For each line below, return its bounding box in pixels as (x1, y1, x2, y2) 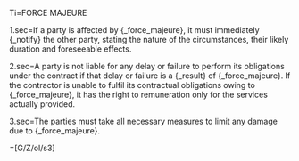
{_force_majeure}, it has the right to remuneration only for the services (9, 89, 268, 100)
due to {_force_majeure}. (9, 125, 101, 136)
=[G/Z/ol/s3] (9, 142, 55, 153)
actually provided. (9, 99, 76, 109)
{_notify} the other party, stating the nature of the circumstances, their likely (9, 35, 289, 44)
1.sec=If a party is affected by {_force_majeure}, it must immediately (9, 25, 261, 35)
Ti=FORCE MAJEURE (9, 8, 87, 18)
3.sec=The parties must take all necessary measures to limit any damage (9, 116, 278, 126)
